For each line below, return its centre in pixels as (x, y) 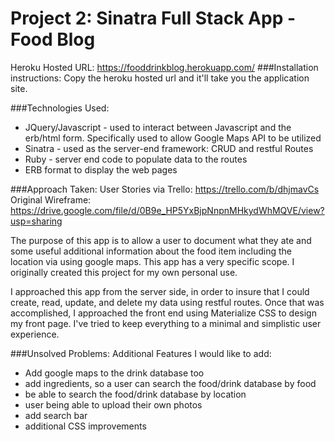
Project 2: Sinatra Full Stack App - (153, 18)
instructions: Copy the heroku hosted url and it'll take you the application (160, 78)
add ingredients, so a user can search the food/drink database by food (170, 383)
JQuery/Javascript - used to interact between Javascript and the (158, 127)
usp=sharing (36, 221)
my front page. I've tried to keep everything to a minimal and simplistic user (166, 323)
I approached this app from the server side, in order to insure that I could (160, 291)
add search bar (56, 415)
